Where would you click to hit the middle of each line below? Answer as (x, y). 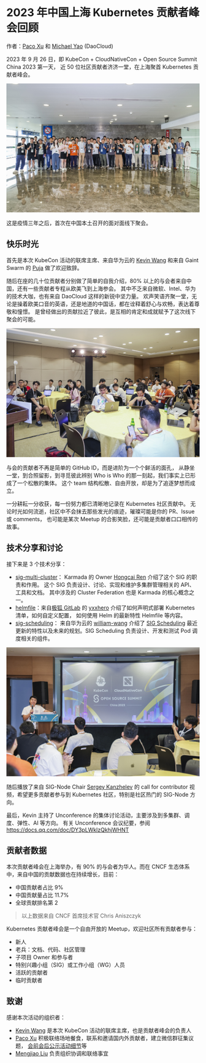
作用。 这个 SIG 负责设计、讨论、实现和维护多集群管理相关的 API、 (110, 584)
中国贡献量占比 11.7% (42, 895)
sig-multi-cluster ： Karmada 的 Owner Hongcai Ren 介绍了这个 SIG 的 (103, 577)
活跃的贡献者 (31, 972)
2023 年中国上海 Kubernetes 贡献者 (97, 13)
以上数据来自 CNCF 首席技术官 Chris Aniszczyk (81, 916)
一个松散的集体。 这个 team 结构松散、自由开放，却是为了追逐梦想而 (103, 483)
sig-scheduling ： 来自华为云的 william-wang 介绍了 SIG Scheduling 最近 (106, 623)
